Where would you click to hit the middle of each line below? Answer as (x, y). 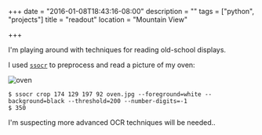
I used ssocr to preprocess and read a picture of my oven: (102, 65)
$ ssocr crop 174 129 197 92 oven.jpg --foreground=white (105, 94)
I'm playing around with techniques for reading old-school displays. (117, 50)
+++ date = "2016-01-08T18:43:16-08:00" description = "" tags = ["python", (131, 11)
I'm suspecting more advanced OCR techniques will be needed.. (112, 123)
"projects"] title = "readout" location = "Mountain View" (98, 20)
